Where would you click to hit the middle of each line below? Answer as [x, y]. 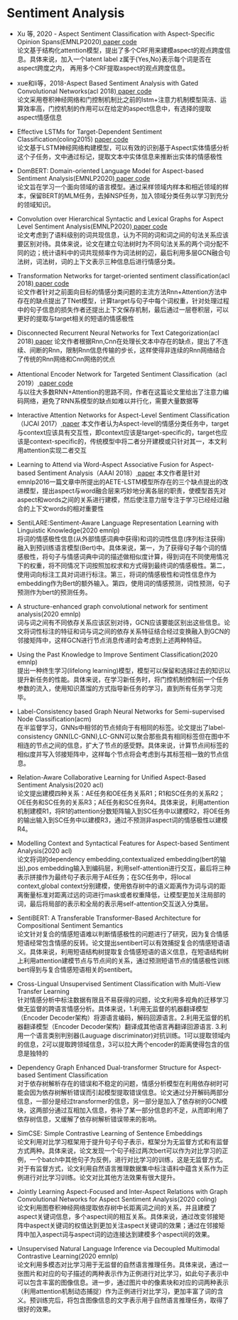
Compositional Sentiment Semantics [70, 925]
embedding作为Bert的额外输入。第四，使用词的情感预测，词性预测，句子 [124, 583]
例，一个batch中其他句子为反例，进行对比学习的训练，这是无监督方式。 [122, 1159]
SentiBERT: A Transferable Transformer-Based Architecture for [109, 918]
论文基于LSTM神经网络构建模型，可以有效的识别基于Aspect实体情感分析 [123, 147]
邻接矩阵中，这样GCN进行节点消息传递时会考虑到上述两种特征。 [111, 640]
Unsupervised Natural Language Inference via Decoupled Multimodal [118, 1248]
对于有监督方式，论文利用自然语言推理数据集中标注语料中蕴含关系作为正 [123, 1168]
